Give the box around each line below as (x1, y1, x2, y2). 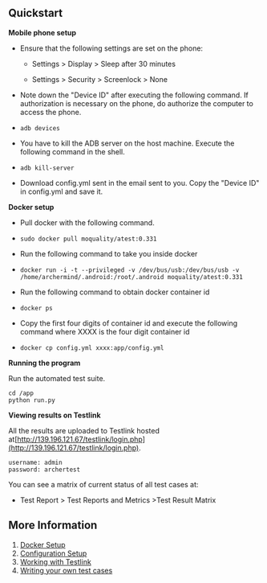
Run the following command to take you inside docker (19, 248, 198, 258)
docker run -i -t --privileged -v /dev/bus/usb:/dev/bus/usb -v (19, 265, 240, 274)
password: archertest (8, 466, 81, 474)
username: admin (8, 458, 63, 466)
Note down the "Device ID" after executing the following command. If (19, 90, 249, 100)
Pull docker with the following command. (19, 217, 155, 228)
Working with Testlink (19, 556, 92, 566)
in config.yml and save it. (19, 187, 103, 196)
